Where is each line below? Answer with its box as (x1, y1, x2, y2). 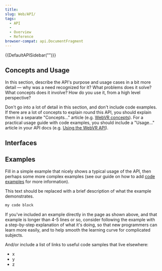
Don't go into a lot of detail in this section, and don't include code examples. (5, 104, 157, 110)
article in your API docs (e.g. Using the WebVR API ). (5, 125, 109, 130)
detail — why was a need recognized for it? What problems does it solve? (5, 84, 152, 90)
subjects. (5, 232, 23, 238)
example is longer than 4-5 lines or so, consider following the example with (5, 217, 155, 222)
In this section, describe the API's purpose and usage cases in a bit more (5, 79, 151, 85)
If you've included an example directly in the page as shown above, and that (5, 211, 158, 217)
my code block (5, 202, 34, 207)
